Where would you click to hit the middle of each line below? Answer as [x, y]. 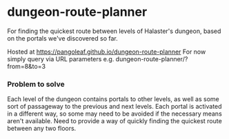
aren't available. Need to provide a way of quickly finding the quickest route [114, 121]
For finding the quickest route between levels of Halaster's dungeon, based [114, 31]
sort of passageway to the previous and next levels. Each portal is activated [114, 107]
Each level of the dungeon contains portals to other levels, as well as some [113, 99]
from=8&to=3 [27, 66]
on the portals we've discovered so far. [63, 38]
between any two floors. [42, 129]
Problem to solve [36, 84]
